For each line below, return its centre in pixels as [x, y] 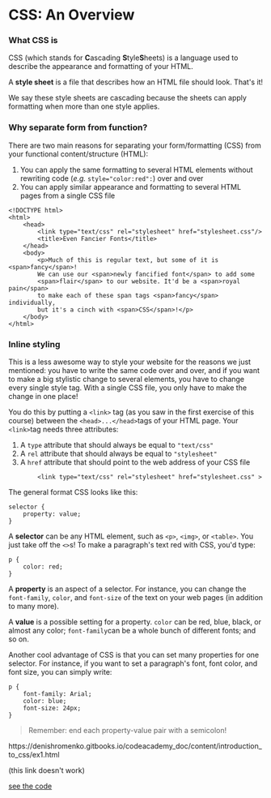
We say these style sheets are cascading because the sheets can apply [127, 98]
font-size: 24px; [52, 708]
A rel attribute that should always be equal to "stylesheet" [119, 454]
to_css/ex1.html [34, 755]
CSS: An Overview [72, 15]
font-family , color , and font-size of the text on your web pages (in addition [136, 598]
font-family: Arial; [57, 694]
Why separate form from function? [78, 127]
